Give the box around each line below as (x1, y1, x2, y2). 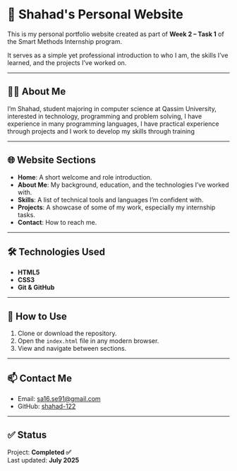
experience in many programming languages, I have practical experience (7, 120, 219, 128)
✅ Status (7, 429, 47, 441)
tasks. (17, 210, 35, 219)
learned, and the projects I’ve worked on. (7, 58, 127, 66)
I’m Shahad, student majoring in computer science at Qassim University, (7, 104, 217, 112)
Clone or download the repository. (17, 329, 118, 338)
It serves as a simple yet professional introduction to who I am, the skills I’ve (7, 51, 229, 59)
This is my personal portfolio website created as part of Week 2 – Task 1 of (7, 30, 224, 38)
